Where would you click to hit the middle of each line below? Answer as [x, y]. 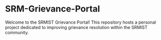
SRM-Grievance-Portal [53, 9]
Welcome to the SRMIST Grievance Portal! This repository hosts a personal [81, 22]
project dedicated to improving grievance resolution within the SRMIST [76, 27]
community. [17, 32]
